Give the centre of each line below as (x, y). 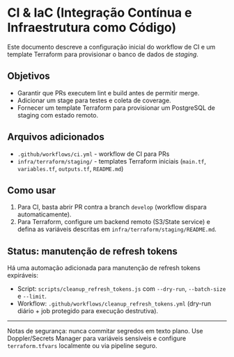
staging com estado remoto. (58, 115)
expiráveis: (23, 276)
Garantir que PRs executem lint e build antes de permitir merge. (108, 93)
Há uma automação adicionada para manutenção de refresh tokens (104, 268)
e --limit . (32, 296)
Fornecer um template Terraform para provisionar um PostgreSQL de (116, 108)
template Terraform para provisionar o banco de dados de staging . (103, 54)
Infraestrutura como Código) (92, 27)
